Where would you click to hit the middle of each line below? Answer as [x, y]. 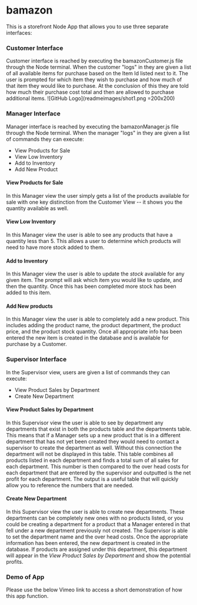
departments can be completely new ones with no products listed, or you [95, 518]
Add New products [29, 306]
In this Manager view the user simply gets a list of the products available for [98, 195]
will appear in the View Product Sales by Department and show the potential [98, 556]
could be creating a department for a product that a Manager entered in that [98, 524]
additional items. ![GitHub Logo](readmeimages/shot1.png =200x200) [91, 98]
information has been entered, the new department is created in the [88, 543]
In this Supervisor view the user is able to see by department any [85, 423]
